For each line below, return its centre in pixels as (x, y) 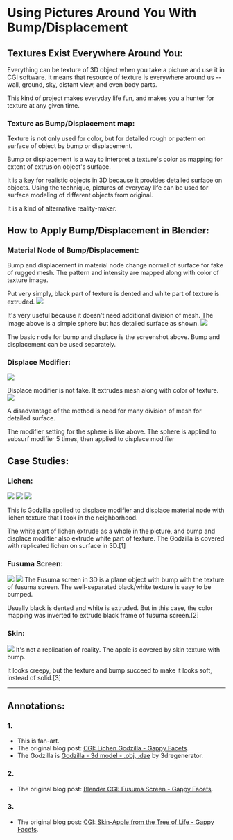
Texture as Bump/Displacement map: (71, 123)
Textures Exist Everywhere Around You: (95, 53)
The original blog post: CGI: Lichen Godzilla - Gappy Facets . (103, 748)
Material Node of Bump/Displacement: (74, 250)
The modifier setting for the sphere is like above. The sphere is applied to (112, 431)
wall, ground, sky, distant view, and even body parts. (82, 84)
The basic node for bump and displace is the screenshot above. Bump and (114, 337)
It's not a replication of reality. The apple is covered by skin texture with (118, 649)
